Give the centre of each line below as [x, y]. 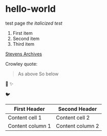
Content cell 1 [25, 118]
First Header [29, 109]
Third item [24, 44]
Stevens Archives [24, 54]
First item [23, 33]
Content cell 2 [73, 118]
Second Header [78, 109]
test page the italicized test [34, 23]
